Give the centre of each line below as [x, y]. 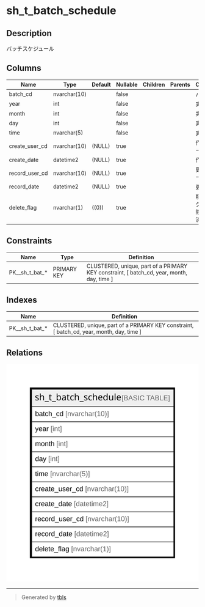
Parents [180, 85]
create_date [24, 160]
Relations [25, 352]
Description [29, 33]
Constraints [29, 241]
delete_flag [23, 208]
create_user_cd [28, 146]
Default [101, 85]
